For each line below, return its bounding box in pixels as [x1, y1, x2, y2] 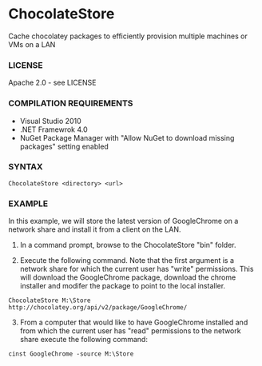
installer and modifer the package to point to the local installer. [19, 281, 226, 291]
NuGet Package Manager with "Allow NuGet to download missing [19, 133, 235, 142]
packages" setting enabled [19, 141, 109, 151]
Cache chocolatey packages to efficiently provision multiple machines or [8, 31, 248, 41]
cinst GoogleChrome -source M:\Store [8, 350, 134, 358]
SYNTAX [8, 161, 43, 173]
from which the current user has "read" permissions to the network [19, 326, 241, 336]
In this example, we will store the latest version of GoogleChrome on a [8, 217, 239, 226]
